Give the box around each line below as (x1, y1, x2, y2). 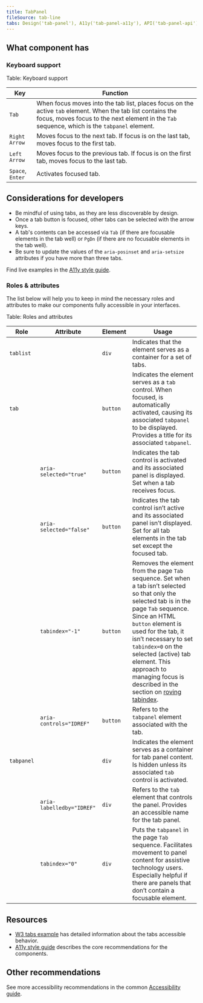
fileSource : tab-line (6, 15, 61, 21)
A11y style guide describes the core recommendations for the (14, 943, 168, 950)
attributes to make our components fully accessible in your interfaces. (6, 301, 181, 309)
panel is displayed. (132, 471, 185, 479)
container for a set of (132, 353, 192, 361)
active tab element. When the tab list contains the (36, 107, 177, 115)
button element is (132, 619, 182, 628)
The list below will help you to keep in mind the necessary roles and (6, 295, 175, 302)
